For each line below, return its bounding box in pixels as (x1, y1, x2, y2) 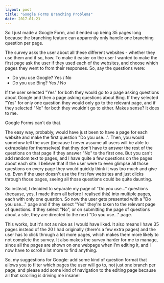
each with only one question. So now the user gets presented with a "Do (5, 196, 151, 202)
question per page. (5, 40, 44, 46)
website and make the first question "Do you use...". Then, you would (5, 134, 144, 140)
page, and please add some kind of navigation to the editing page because (5, 267, 156, 273)
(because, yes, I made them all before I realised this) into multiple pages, (5, 191, 152, 197)
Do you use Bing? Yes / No (12, 80, 66, 86)
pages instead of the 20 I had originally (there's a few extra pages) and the (5, 227, 156, 232)
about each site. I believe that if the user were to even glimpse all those (5, 160, 149, 167)
